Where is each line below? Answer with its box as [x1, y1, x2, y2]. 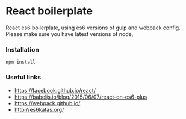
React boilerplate [5, 4, 93, 18]
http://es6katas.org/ [14, 106, 64, 113]
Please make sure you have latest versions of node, [5, 30, 134, 37]
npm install [5, 59, 36, 66]
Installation [5, 45, 40, 53]
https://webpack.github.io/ [14, 99, 81, 106]
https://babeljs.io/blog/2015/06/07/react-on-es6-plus [14, 93, 147, 100]
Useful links [5, 73, 42, 82]
